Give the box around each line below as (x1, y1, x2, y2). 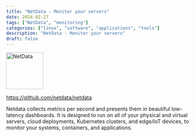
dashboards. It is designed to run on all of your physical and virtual (25, 112, 188, 118)
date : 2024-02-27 (6, 14, 49, 20)
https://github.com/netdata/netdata (6, 94, 92, 101)
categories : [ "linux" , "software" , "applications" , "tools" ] (6, 25, 160, 31)
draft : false (6, 36, 38, 42)
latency (6, 112, 24, 118)
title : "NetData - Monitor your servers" (6, 8, 110, 15)
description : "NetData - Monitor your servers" (6, 31, 126, 36)
